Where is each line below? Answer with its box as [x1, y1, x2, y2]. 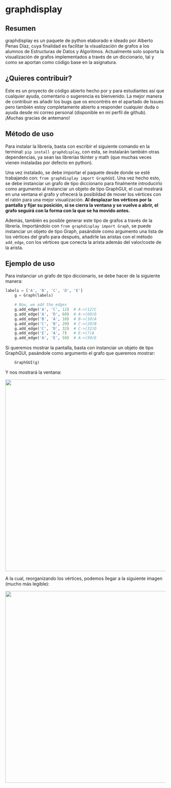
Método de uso [5, 129, 54, 139]
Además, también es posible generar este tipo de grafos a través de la [5, 217, 153, 223]
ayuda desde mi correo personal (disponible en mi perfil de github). [5, 109, 147, 116]
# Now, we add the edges [14, 302, 67, 307]
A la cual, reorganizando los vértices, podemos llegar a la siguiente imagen [5, 575, 163, 581]
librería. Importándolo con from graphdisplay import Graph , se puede [5, 222, 151, 229]
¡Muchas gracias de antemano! [5, 115, 70, 121]
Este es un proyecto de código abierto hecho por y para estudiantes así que [5, 87, 164, 94]
